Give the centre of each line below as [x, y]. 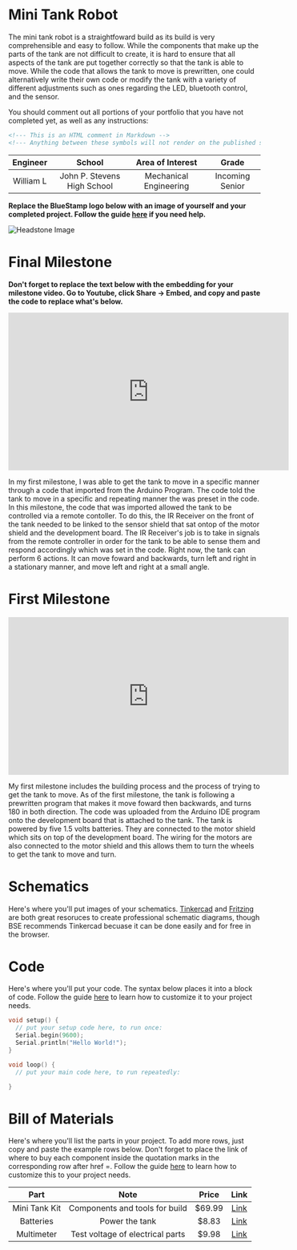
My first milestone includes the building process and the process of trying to [134, 786]
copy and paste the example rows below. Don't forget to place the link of [128, 1149]
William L [30, 180]
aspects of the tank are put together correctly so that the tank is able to [126, 62]
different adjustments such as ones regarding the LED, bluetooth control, [128, 88]
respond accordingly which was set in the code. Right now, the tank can [127, 550]
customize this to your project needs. [70, 1175]
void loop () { [32, 1065]
